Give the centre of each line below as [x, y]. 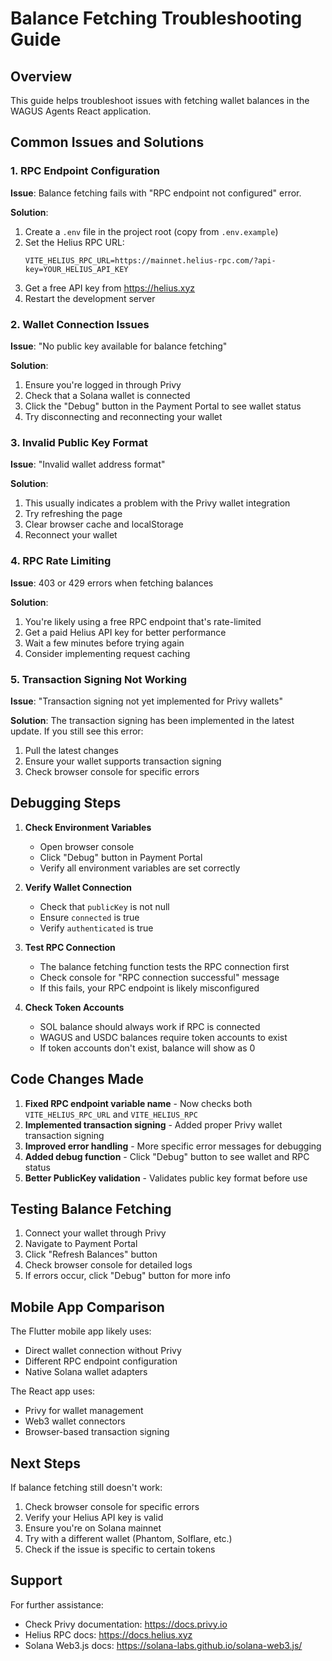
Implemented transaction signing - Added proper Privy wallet [153, 1124]
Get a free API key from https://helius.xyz [110, 288]
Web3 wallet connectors [75, 1421]
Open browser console [87, 846]
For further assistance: [57, 1604]
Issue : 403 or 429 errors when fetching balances [112, 583]
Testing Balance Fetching [91, 1208]
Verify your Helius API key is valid [94, 1517]
